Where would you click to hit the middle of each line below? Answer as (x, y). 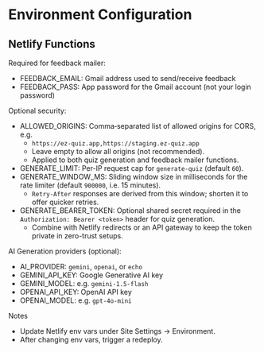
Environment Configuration (100, 15)
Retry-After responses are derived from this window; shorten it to (140, 193)
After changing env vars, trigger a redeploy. (91, 340)
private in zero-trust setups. (77, 236)
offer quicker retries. (65, 202)
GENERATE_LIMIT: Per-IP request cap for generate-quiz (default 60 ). (132, 168)
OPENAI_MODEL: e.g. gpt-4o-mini (76, 300)
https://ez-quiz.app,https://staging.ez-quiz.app (116, 144)
